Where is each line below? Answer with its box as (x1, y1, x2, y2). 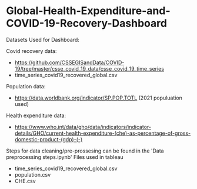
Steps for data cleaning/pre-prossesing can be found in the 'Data (6, 147, 164, 154)
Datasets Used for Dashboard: (6, 36, 79, 43)
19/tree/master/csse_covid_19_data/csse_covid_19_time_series (14, 65, 165, 72)
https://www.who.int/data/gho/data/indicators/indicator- (14, 123, 152, 130)
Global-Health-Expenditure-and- (6, 4, 171, 18)
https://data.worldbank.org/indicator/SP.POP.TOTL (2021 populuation (14, 94, 182, 101)
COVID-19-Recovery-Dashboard (6, 16, 168, 30)
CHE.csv (14, 177, 36, 184)
